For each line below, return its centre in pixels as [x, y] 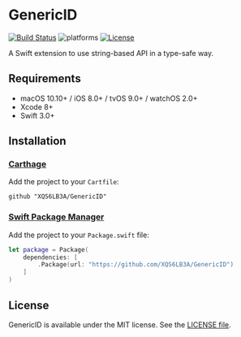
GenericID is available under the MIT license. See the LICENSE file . [120, 324]
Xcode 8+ [37, 106]
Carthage [28, 164]
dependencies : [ [51, 257]
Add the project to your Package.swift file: [79, 235]
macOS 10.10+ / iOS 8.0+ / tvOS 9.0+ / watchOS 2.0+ [109, 98]
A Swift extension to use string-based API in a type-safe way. [111, 53]
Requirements [45, 79]
